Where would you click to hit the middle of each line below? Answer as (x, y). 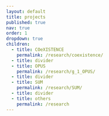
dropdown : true (25, 39)
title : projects (26, 17)
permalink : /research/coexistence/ (60, 55)
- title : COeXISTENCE (38, 50)
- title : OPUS (28, 66)
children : (18, 45)
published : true (26, 22)
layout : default (26, 11)
